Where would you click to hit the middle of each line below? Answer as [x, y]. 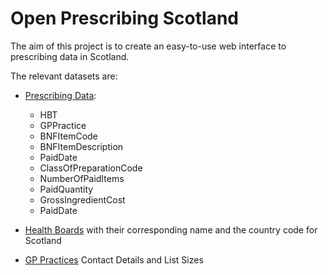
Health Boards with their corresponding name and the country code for [171, 229]
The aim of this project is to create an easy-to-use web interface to [148, 46]
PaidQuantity [66, 189]
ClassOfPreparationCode [91, 168]
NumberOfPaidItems [82, 178]
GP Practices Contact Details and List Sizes [114, 259]
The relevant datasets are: [64, 76]
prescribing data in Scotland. [70, 56]
